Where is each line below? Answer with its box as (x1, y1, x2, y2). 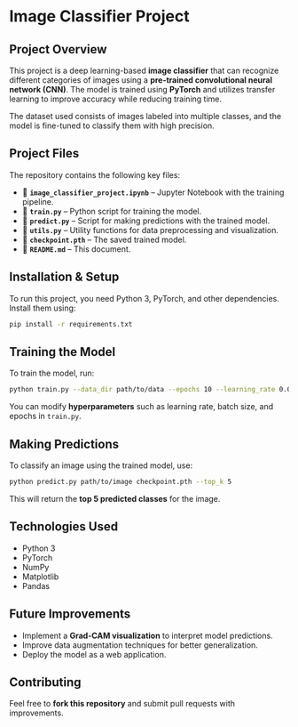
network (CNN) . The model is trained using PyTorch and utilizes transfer (9, 85, 276, 94)
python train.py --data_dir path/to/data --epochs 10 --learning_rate (9, 385, 276, 394)
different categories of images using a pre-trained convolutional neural (9, 75, 273, 85)
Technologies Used (9, 519, 118, 535)
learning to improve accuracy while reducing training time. (9, 93, 222, 104)
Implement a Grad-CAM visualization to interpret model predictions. (21, 630, 273, 641)
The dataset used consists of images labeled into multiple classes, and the (9, 111, 282, 121)
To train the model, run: (9, 368, 95, 379)
